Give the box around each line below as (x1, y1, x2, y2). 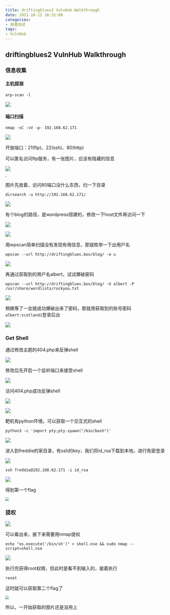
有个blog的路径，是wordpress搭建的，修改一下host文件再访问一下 (5, 211, 145, 218)
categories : (5, 17, 31, 22)
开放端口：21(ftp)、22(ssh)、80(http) (5, 144, 84, 151)
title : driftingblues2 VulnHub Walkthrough (5, 7, 100, 13)
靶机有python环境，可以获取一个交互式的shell (5, 418, 102, 424)
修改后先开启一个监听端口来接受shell (5, 367, 83, 373)
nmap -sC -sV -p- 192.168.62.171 (5, 125, 77, 130)
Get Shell (5, 334, 29, 341)
